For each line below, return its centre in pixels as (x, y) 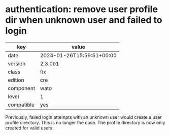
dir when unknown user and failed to (84, 20)
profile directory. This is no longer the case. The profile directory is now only (85, 122)
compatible (21, 105)
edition (16, 80)
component (22, 88)
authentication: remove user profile (82, 9)
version (17, 63)
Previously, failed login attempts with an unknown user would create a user (84, 117)
